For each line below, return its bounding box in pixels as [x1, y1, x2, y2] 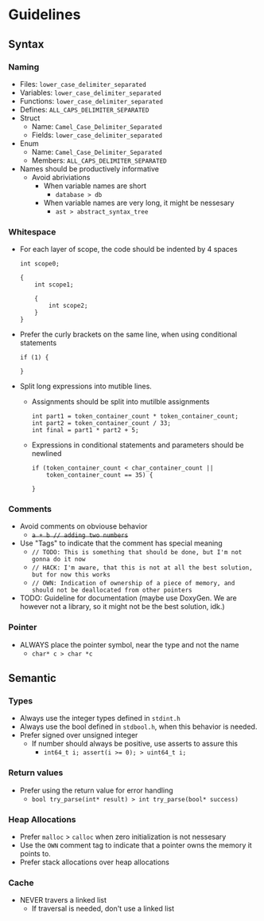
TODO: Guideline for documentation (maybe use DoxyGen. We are [19, 593, 237, 603]
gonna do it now [31, 556, 86, 564]
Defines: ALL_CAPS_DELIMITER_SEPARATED [19, 104, 149, 114]
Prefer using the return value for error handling [19, 785, 173, 795]
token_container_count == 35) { [46, 471, 153, 479]
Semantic [8, 671, 57, 685]
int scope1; [34, 281, 74, 289]
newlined [31, 449, 62, 459]
